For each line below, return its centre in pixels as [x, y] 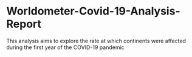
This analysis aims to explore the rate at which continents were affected [96, 41]
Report [24, 24]
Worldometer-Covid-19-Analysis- [93, 11]
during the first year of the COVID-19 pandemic [65, 47]
